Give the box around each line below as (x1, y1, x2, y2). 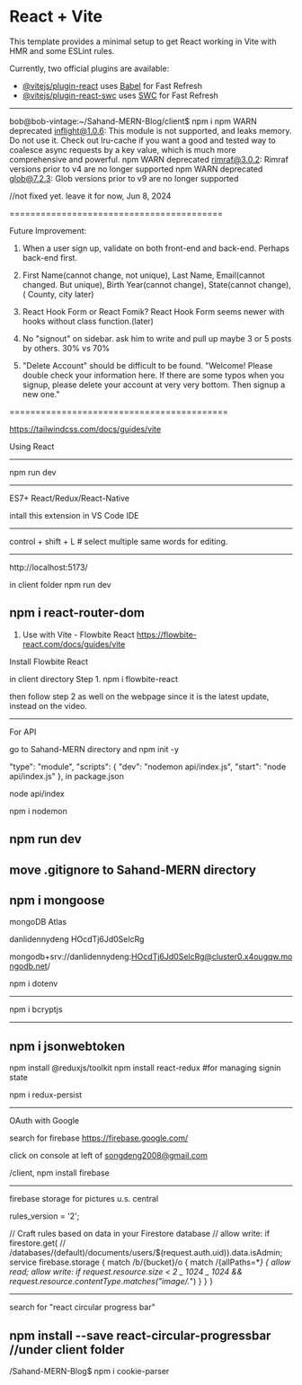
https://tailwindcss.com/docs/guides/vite (9, 423, 162, 434)
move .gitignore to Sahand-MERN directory (9, 862, 256, 877)
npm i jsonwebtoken (9, 1038, 126, 1053)
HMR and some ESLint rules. (9, 45, 115, 56)
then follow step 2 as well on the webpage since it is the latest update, (9, 690, 270, 702)
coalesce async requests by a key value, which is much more (9, 144, 236, 155)
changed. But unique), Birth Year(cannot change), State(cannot (22, 279, 257, 289)
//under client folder (9, 1342, 125, 1357)
